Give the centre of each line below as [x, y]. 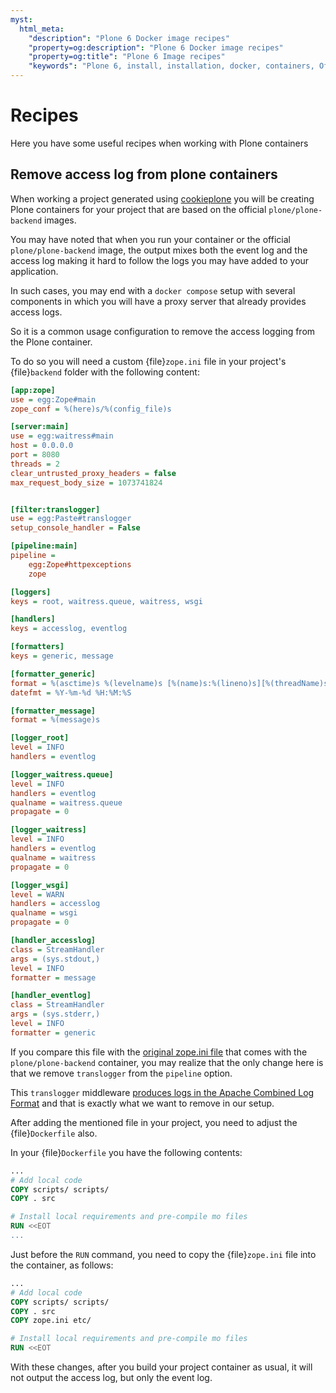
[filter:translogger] [55, 509]
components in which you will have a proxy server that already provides [158, 301]
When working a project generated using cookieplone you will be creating [162, 198]
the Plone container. [51, 342]
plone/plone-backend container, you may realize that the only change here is [167, 1062]
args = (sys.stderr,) [55, 1014]
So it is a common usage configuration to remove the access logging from [163, 331]
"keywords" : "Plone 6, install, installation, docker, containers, [171, 66]
